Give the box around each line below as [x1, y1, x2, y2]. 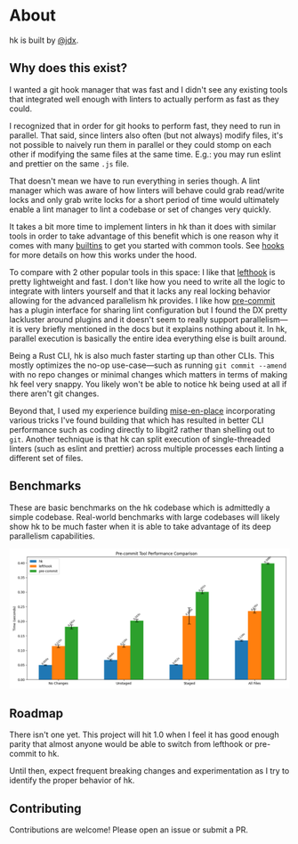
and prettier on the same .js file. [9, 158, 130, 169]
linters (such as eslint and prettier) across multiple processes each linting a [9, 442, 285, 454]
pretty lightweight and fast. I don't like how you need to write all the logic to [9, 276, 286, 287]
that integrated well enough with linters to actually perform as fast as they [9, 93, 280, 104]
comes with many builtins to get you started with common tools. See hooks [9, 239, 285, 250]
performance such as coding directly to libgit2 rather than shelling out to [9, 424, 275, 434]
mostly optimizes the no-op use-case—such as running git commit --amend [9, 360, 287, 370]
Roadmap [9, 705, 64, 721]
